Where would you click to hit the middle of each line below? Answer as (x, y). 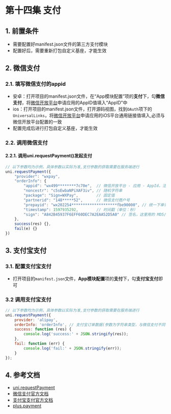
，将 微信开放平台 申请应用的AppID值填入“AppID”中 (75, 102)
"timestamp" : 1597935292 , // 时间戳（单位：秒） (80, 210)
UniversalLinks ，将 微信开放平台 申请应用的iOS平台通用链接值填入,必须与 (89, 115)
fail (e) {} (26, 229)
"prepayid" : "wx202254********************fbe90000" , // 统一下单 (94, 205)
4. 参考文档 (23, 375)
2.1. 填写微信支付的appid (36, 84)
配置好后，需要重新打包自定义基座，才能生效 (60, 51)
